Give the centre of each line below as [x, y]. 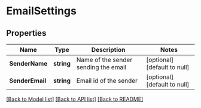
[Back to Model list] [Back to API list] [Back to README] [75, 99]
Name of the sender [104, 60]
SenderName [28, 64]
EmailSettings [41, 11]
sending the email [101, 67]
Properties [26, 33]
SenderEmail [28, 81]
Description [108, 50]
